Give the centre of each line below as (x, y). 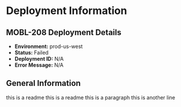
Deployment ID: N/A (39, 59)
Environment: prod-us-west (48, 46)
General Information (43, 83)
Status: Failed (31, 53)
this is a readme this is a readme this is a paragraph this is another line (91, 97)
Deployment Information (67, 11)
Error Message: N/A (39, 65)
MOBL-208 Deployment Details (64, 32)
